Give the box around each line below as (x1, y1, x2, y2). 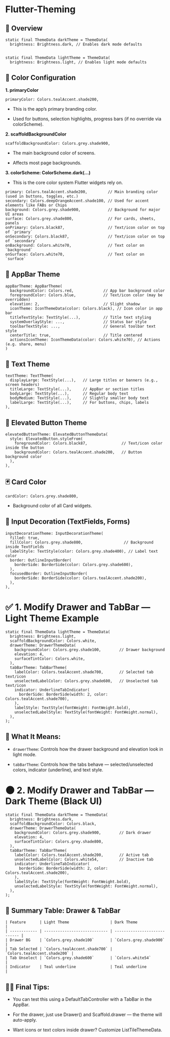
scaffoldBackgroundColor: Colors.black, (10, 821, 97, 826)
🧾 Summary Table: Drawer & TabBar (5, 906, 121, 915)
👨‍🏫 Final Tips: (5, 982, 50, 991)
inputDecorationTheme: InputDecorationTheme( (5, 531, 103, 536)
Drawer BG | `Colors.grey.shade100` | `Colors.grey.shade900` (10, 938, 165, 943)
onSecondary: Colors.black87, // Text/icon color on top (5, 234, 165, 239)
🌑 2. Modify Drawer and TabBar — (5, 784, 154, 796)
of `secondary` (5, 238, 38, 243)
